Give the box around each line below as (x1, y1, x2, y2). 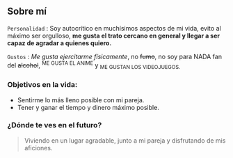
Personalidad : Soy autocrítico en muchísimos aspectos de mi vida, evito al (7, 24, 221, 32)
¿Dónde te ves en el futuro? (7, 120, 102, 130)
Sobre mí (7, 6, 47, 17)
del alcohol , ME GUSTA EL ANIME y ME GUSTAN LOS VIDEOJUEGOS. (7, 59, 181, 71)
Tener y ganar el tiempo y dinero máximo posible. (17, 103, 160, 111)
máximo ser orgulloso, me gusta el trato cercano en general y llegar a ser (7, 31, 220, 40)
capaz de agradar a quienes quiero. (7, 38, 112, 47)
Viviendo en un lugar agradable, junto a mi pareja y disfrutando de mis (24, 136, 226, 145)
